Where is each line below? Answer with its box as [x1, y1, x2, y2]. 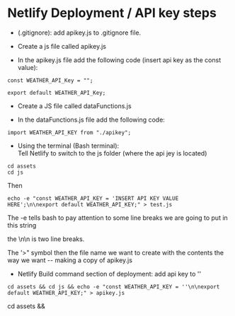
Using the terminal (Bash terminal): [17, 141, 120, 150]
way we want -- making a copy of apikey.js [7, 256, 133, 264]
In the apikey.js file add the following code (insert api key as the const [17, 55, 222, 64]
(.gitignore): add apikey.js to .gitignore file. [17, 28, 142, 37]
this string [7, 221, 37, 229]
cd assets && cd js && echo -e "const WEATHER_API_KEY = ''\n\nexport [7, 283, 220, 291]
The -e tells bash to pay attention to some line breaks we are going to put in [7, 213, 228, 222]
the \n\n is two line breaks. [7, 235, 85, 243]
